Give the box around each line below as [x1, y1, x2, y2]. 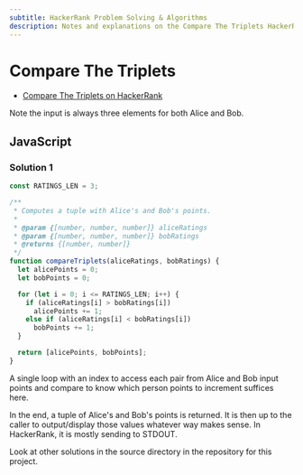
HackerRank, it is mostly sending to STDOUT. [9, 428, 178, 439]
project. [9, 455, 39, 466]
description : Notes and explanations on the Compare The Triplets [9, 22, 264, 31]
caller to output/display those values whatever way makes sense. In [9, 419, 262, 430]
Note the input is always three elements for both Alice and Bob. [9, 107, 244, 118]
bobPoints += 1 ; [32, 323, 95, 332]
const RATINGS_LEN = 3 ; [9, 182, 99, 191]
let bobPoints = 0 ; [17, 273, 91, 283]
